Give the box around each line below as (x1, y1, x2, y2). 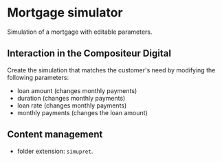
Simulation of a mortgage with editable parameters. (7, 28, 153, 36)
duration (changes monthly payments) (16, 94, 126, 102)
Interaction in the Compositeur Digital (7, 48, 172, 59)
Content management (7, 129, 103, 141)
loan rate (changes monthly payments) (16, 101, 127, 110)
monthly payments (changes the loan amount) (16, 108, 148, 117)
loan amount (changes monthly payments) (16, 86, 137, 94)
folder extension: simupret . (16, 147, 93, 155)
